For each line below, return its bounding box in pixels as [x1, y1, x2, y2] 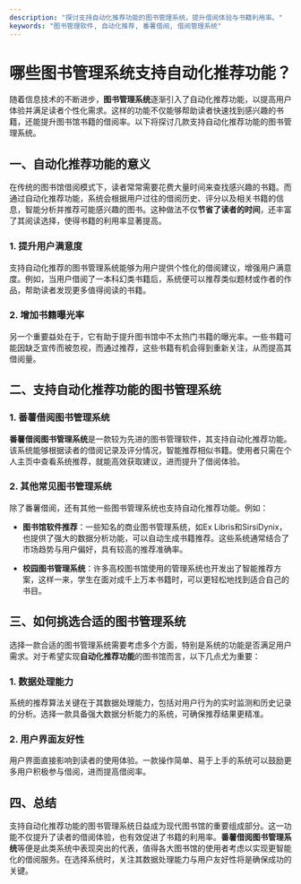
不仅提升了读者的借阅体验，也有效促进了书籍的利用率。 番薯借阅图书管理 [16, 832, 284, 843]
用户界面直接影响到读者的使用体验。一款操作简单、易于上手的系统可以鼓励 [9, 755, 284, 766]
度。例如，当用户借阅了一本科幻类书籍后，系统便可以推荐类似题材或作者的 [9, 273, 284, 284]
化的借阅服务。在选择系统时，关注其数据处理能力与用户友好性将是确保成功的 [9, 854, 292, 865]
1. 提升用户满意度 [9, 240, 83, 253]
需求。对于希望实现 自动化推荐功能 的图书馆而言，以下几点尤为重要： [9, 650, 261, 661]
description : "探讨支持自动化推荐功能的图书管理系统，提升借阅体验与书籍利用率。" [9, 13, 283, 22]
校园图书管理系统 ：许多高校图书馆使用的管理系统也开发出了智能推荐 [21, 562, 274, 573]
